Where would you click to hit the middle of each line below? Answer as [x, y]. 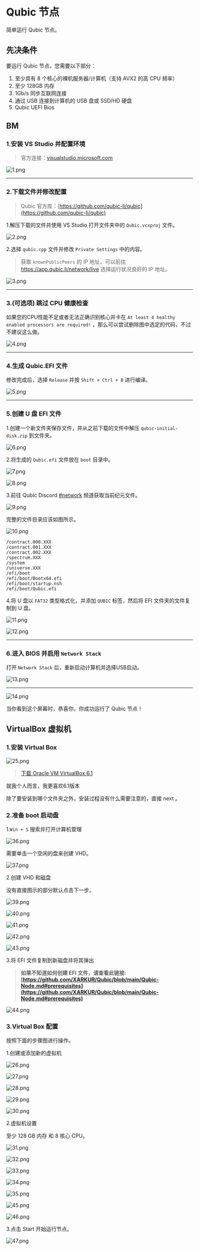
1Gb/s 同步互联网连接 [41, 93]
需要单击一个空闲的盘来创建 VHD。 [49, 853]
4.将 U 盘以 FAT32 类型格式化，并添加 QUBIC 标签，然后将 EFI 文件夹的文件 [96, 600]
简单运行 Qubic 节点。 [33, 30]
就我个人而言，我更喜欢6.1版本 [43, 786]
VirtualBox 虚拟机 [39, 729]
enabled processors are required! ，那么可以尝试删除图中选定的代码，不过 [99, 325]
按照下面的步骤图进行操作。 [40, 1040]
